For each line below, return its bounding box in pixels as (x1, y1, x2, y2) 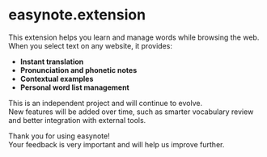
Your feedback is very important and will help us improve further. (8, 139, 225, 149)
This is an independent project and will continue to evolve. (8, 98, 203, 108)
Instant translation (19, 57, 84, 66)
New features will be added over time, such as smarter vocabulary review (8, 107, 254, 117)
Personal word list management (19, 83, 129, 92)
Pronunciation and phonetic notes (19, 65, 138, 74)
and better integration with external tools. (8, 115, 146, 125)
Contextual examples (19, 74, 94, 83)
